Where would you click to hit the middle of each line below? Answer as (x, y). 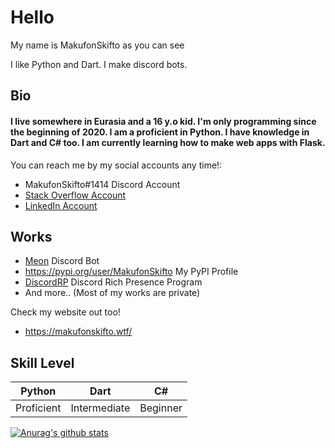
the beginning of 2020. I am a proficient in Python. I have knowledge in (160, 132)
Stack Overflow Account (75, 195)
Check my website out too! (65, 312)
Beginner (161, 408)
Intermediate (100, 408)
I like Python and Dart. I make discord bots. (99, 64)
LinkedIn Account (61, 205)
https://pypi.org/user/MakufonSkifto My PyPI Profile (131, 272)
